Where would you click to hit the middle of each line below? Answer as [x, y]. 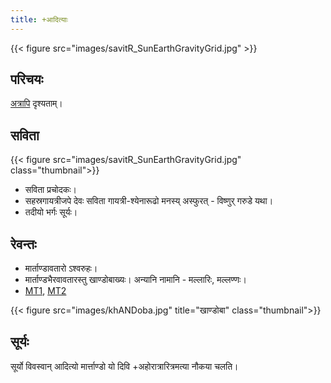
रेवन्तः [23, 244]
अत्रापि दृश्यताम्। [36, 103]
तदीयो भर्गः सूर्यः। [51, 212]
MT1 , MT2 [45, 291]
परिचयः [27, 79]
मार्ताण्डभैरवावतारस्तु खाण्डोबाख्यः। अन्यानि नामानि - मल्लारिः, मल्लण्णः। [135, 280]
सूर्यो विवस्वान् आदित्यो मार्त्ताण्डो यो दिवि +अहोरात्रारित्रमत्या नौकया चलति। [124, 366]
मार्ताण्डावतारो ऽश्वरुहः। [61, 268]
